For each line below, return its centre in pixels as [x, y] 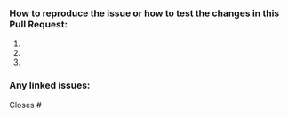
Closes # [25, 105]
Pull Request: [39, 24]
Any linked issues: [50, 85]
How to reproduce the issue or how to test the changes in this [144, 13]
